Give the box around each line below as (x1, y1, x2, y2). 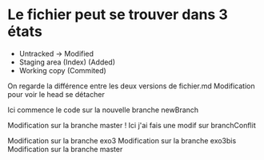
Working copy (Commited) (18, 65, 107, 75)
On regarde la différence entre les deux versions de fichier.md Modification (7, 81, 255, 91)
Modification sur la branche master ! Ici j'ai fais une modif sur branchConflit (7, 120, 257, 130)
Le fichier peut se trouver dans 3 (7, 6, 229, 24)
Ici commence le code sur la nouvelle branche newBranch (7, 105, 199, 115)
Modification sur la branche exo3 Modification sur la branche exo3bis (7, 135, 237, 145)
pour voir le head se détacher (7, 89, 105, 99)
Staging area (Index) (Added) (18, 57, 116, 67)
